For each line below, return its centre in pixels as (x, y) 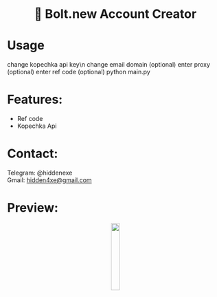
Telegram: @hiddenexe (40, 173)
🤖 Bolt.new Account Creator (115, 14)
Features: (35, 100)
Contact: (33, 154)
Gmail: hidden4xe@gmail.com (49, 180)
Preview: (33, 208)
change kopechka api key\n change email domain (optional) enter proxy (109, 65)
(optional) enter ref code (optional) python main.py (79, 72)
